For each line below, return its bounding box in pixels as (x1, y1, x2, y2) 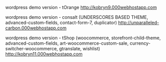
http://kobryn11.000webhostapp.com (5, 51, 83, 57)
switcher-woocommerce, (5, 46, 58, 51)
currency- (129, 40, 151, 46)
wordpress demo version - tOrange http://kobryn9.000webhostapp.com (5, 5, 157, 10)
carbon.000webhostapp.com (5, 25, 67, 31)
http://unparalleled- (118, 20, 159, 25)
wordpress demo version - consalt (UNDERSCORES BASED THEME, (5, 14, 148, 20)
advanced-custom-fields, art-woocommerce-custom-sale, (5, 40, 129, 46)
